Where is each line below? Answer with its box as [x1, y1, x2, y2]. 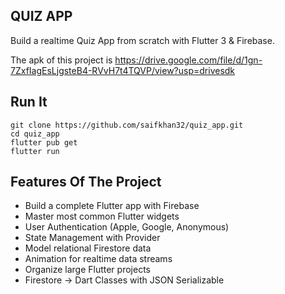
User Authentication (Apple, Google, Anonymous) [24, 221, 230, 233]
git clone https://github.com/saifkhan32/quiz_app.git [10, 120, 244, 130]
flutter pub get [10, 137, 78, 148]
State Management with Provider [24, 232, 161, 244]
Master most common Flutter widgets [24, 210, 180, 223]
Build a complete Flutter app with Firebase [24, 200, 200, 212]
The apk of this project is [10, 54, 113, 66]
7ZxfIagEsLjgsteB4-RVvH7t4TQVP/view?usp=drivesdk [10, 64, 236, 76]
